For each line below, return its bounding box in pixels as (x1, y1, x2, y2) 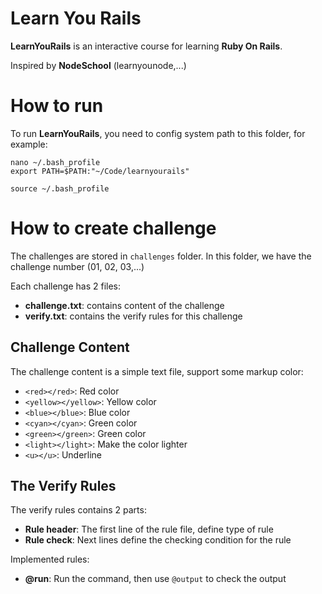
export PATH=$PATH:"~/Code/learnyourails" (10, 166, 190, 176)
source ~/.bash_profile (10, 183, 110, 194)
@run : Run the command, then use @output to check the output (24, 573, 287, 585)
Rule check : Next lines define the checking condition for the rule (24, 534, 292, 546)
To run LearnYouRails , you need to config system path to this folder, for (10, 127, 306, 139)
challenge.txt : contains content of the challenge (24, 299, 225, 311)
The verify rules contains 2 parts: (10, 504, 147, 516)
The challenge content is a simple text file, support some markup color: (10, 365, 304, 377)
